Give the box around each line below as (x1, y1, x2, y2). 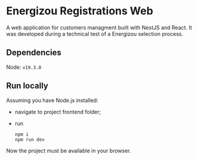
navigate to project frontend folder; (14, 108, 101, 115)
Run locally (6, 81, 49, 91)
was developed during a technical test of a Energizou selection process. (6, 30, 184, 37)
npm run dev (14, 136, 45, 143)
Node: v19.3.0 (6, 63, 42, 70)
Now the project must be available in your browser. (6, 147, 131, 154)
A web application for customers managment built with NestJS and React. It (6, 24, 193, 31)
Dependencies (6, 48, 61, 58)
